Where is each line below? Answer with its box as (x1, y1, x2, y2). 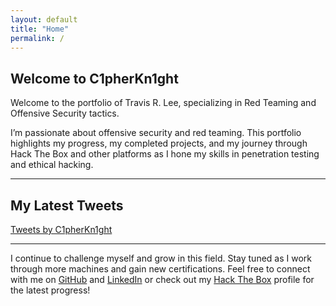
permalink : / (10, 33, 65, 43)
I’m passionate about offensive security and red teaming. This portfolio (10, 127, 302, 139)
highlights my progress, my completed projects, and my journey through (10, 137, 308, 150)
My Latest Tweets (10, 197, 124, 214)
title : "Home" (10, 24, 70, 34)
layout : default (10, 14, 78, 25)
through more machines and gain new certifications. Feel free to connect (10, 263, 311, 275)
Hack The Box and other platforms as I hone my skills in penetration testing (10, 148, 320, 160)
